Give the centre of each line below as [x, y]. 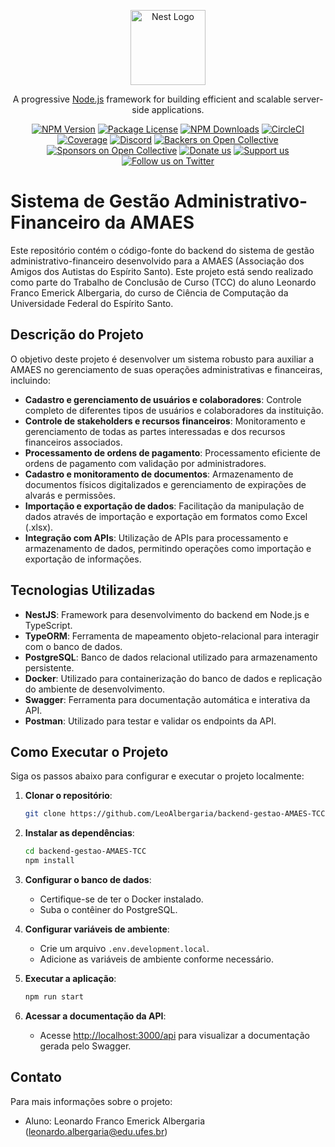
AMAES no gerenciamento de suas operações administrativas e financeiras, [166, 369]
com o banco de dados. [73, 646]
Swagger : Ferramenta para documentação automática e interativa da [167, 699]
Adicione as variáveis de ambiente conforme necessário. [157, 959]
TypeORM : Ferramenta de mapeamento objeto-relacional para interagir [172, 636]
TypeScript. [48, 625]
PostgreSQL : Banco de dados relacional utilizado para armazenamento [171, 657]
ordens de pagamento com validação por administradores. [145, 463]
